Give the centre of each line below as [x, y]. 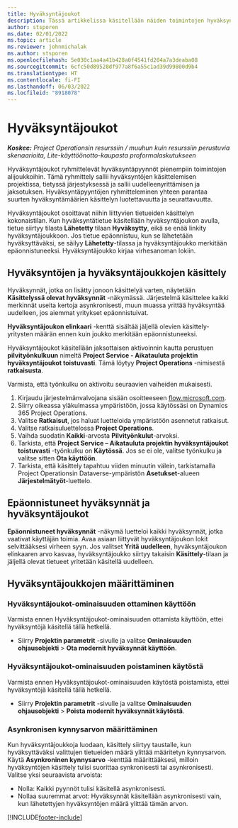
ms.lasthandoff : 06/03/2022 [49, 87]
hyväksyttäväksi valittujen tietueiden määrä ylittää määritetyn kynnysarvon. [117, 752]
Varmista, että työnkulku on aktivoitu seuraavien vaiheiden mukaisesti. [110, 384]
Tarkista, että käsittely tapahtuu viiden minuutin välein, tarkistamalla [117, 465]
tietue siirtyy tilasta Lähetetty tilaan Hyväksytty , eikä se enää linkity [107, 228]
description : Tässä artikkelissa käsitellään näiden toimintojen [106, 21]
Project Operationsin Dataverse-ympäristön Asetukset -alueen [108, 473]
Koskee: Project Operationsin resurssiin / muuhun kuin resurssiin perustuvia [119, 148]
